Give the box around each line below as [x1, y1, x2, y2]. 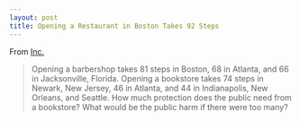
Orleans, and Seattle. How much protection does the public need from [31, 91, 293, 103]
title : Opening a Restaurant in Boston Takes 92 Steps [9, 22, 220, 30]
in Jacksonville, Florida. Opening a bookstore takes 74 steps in [31, 73, 264, 83]
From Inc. [9, 46, 45, 56]
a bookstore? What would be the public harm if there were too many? [31, 101, 288, 112]
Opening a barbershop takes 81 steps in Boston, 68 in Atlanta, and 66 [31, 64, 290, 74]
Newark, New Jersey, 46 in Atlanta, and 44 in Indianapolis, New [31, 82, 268, 93]
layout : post [9, 13, 59, 22]
